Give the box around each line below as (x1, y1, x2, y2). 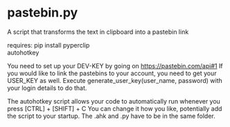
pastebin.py (7, 5, 78, 21)
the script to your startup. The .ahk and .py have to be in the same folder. (7, 112, 216, 120)
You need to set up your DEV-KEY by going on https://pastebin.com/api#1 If (7, 61, 223, 70)
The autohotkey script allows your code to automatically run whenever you (7, 97, 220, 105)
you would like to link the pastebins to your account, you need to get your (7, 69, 217, 77)
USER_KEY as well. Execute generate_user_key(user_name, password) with (7, 76, 223, 84)
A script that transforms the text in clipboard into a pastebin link (7, 28, 189, 36)
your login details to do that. (7, 84, 87, 92)
